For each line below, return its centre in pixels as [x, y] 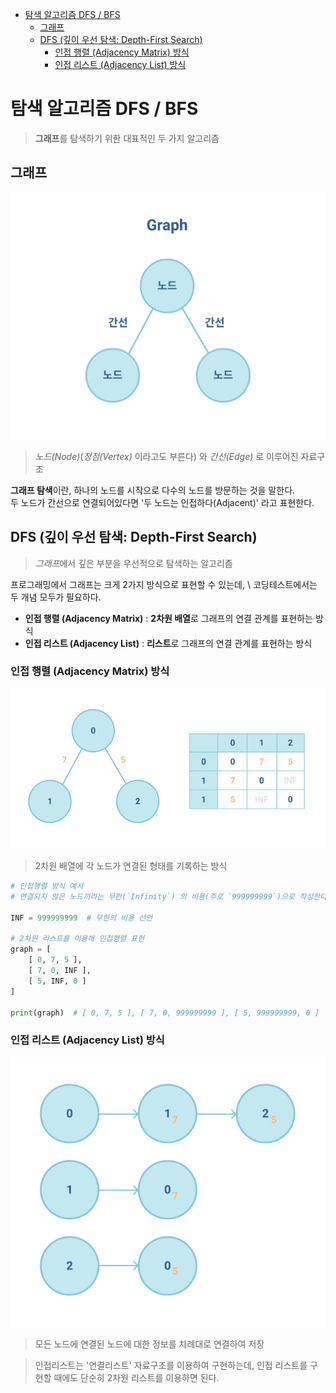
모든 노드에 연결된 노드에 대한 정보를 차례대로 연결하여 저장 [149, 1344]
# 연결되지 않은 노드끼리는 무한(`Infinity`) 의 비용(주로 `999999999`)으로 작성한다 [168, 896]
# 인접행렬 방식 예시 [47, 886]
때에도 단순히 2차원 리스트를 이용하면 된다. [136, 1377]
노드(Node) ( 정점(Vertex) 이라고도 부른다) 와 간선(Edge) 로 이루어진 [166, 456]
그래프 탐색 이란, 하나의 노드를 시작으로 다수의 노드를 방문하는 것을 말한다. [153, 490]
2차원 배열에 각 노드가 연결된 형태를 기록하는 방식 [131, 866]
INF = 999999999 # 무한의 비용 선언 [81, 918]
